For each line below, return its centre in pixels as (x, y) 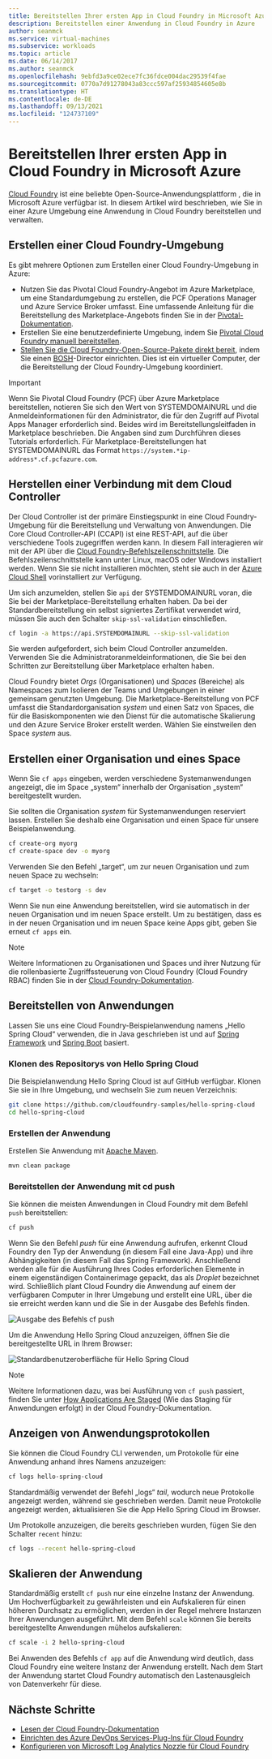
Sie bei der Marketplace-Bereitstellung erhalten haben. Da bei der (118, 601)
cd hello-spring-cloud (47, 1112)
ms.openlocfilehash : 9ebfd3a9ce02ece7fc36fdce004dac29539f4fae (117, 76)
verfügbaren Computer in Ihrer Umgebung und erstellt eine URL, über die (130, 1295)
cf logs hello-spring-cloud (56, 1477)
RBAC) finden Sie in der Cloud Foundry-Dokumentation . (101, 980)
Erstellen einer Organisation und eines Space (125, 759)
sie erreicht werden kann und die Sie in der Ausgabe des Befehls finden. (129, 1304)
